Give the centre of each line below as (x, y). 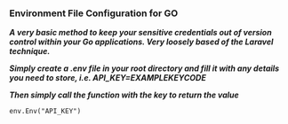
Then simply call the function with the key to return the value (124, 95)
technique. (30, 51)
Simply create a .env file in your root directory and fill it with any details (144, 68)
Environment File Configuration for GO (94, 13)
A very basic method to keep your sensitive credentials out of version (141, 33)
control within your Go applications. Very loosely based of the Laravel (141, 42)
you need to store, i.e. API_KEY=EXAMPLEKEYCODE (108, 78)
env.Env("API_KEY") (45, 112)
